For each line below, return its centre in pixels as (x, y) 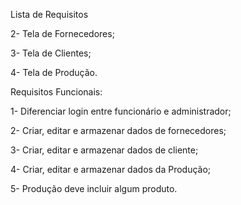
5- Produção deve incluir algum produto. (94, 188)
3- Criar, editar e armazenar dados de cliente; (104, 150)
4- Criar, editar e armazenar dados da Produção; (111, 169)
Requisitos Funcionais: (56, 92)
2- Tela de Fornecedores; (62, 33)
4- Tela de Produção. (54, 72)
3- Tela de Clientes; (51, 53)
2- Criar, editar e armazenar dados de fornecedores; (118, 130)
